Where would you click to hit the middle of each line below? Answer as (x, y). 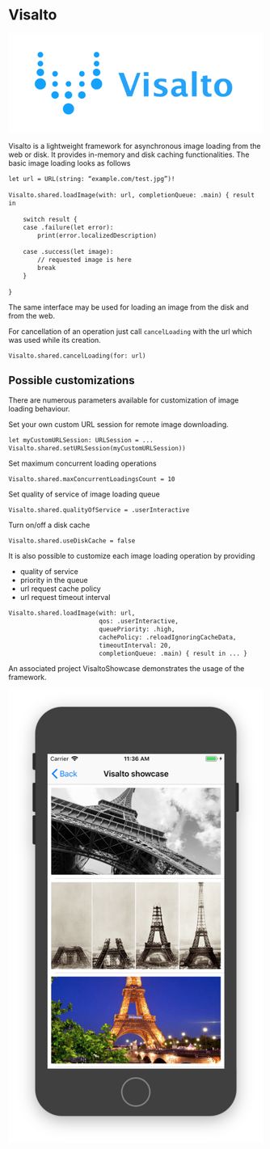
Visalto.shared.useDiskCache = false (72, 541)
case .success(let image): (68, 252)
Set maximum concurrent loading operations (82, 463)
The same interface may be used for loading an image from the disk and (129, 307)
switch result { (51, 220)
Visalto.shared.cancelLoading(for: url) (78, 356)
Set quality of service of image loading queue (84, 494)
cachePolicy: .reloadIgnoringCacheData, (167, 637)
